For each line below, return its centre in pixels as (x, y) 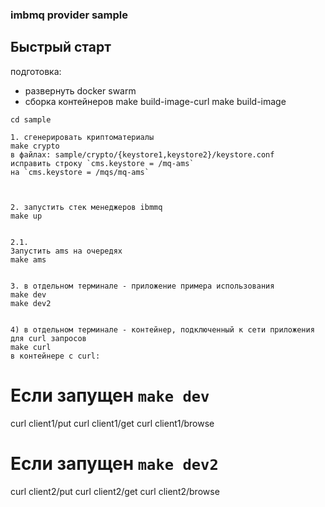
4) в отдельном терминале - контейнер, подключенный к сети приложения (162, 329)
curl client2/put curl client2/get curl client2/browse (115, 491)
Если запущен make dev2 (114, 463)
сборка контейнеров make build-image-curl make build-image (155, 101)
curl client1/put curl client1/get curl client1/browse (112, 423)
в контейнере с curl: (55, 356)
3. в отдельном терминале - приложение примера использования (142, 286)
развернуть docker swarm (80, 90)
